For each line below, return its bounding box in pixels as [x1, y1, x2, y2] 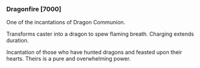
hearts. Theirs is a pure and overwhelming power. [6, 55, 131, 63]
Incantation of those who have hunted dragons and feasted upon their [6, 49, 182, 56]
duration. [6, 37, 29, 44]
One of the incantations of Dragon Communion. [6, 19, 126, 26]
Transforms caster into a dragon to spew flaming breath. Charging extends [6, 30, 194, 38]
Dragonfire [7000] [6, 5, 62, 13]
